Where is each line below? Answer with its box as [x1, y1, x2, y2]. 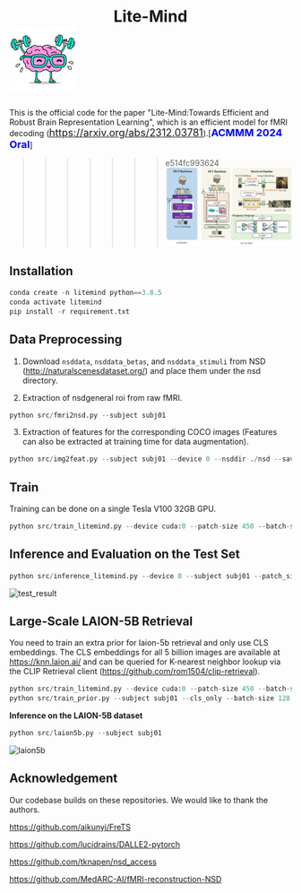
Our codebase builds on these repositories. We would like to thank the [9, 794, 269, 805]
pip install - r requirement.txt [9, 307, 130, 316]
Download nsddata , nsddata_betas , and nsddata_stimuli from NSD [21, 356, 266, 367]
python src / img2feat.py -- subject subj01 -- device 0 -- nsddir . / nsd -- [9, 455, 282, 464]
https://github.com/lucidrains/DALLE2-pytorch [9, 838, 181, 849]
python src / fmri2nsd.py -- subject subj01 [9, 411, 167, 420]
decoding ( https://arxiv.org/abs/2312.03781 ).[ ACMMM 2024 [9, 126, 283, 139]
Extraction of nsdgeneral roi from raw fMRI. [21, 392, 183, 403]
